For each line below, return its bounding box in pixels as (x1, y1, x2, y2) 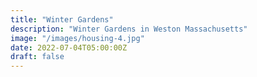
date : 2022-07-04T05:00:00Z (10, 42, 128, 53)
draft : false (10, 52, 65, 62)
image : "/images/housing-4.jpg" (10, 33, 145, 43)
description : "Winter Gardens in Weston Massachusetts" (10, 24, 248, 34)
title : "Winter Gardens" (10, 14, 114, 25)
